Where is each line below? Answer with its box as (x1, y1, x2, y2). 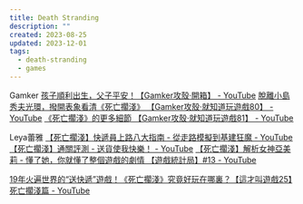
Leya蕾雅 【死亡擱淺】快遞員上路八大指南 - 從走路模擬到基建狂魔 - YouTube (9, 131, 293, 142)
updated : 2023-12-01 (9, 38, 88, 48)
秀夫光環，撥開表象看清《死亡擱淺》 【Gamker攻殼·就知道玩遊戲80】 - (9, 101, 274, 112)
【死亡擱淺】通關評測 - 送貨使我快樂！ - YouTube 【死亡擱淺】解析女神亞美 (9, 142, 291, 154)
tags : (9, 47, 30, 56)
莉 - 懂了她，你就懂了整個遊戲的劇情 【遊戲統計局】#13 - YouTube (9, 154, 257, 165)
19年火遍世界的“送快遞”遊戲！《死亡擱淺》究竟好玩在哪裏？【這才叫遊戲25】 (9, 173, 293, 184)
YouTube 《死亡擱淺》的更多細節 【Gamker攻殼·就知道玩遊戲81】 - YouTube (9, 112, 294, 123)
